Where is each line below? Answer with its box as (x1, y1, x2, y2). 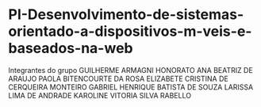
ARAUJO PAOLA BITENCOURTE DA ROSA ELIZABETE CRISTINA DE (8, 74, 228, 83)
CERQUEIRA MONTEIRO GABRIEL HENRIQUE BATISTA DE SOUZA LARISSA (8, 82, 254, 92)
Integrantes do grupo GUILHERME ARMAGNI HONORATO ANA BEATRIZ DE (8, 65, 254, 75)
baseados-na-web (8, 40, 133, 57)
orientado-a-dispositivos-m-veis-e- (8, 22, 252, 40)
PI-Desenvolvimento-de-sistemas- (8, 6, 244, 24)
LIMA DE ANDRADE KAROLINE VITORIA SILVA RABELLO (8, 90, 192, 100)
